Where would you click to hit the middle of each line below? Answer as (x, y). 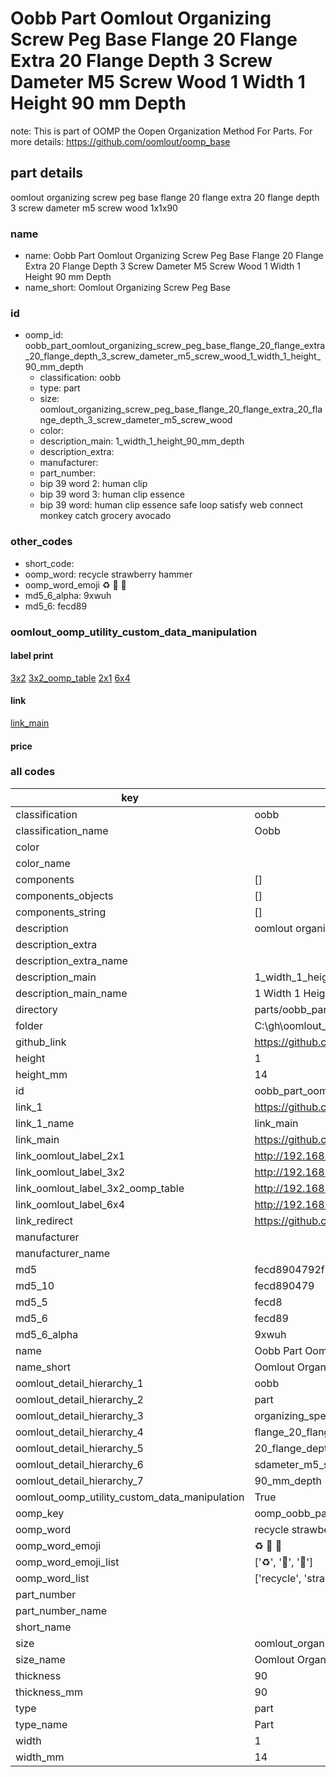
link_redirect (44, 1220)
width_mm (40, 1757)
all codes (33, 772)
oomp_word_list (52, 1578)
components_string (61, 912)
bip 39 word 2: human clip (93, 484)
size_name (40, 1659)
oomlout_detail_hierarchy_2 (79, 1399)
